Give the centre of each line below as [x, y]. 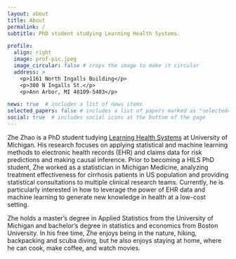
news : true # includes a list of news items [75, 105]
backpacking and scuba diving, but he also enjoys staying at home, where [114, 240]
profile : [20, 46]
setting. [18, 204]
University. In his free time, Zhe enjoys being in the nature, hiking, [102, 233]
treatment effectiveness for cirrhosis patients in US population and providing [118, 174]
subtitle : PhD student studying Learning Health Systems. [94, 33]
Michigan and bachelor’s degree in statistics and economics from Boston [113, 225]
